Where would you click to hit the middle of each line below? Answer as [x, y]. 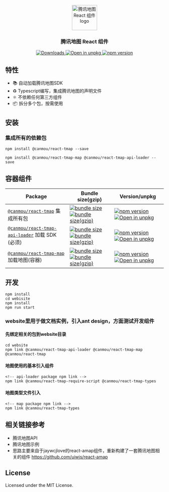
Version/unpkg [138, 196]
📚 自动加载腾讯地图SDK [37, 83]
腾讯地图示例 [26, 444]
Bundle [90, 193]
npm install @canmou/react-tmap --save [47, 149]
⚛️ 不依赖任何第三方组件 [37, 97]
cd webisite [18, 299]
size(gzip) [90, 199]
